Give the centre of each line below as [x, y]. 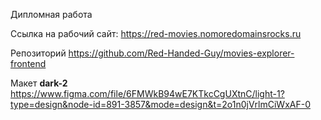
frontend [28, 63]
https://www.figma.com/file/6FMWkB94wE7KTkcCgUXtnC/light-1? [147, 93]
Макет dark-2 [39, 83]
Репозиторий [38, 53]
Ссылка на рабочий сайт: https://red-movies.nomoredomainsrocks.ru [156, 33]
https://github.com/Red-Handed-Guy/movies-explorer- [181, 53]
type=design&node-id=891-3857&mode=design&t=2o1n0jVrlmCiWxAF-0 [160, 104]
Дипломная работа [51, 14]
